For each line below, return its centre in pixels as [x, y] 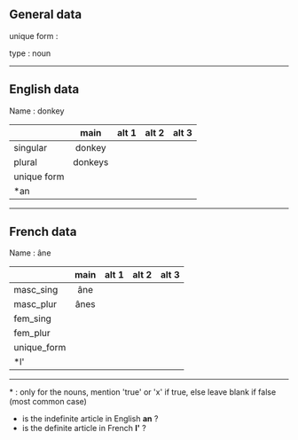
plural [26, 161]
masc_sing [36, 290]
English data [44, 89]
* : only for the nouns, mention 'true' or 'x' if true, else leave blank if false [143, 392]
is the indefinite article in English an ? [90, 419]
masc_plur [35, 304]
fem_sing [32, 318]
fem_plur [32, 334]
